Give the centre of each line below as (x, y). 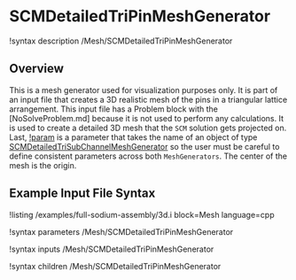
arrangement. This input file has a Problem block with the (114, 109)
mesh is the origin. (43, 165)
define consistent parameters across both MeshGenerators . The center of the (148, 156)
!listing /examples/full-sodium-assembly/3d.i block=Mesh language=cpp (142, 214)
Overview (37, 69)
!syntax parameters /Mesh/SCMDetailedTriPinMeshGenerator (121, 231)
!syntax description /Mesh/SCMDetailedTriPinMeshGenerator (121, 41)
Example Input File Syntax (82, 194)
